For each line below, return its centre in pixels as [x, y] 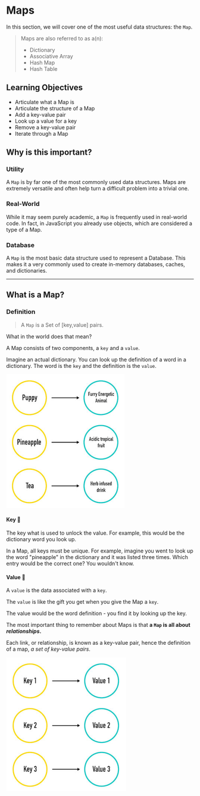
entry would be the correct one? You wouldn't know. [70, 563]
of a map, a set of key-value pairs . [49, 649]
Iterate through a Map [41, 133]
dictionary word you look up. [41, 539]
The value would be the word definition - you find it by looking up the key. [97, 613]
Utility [15, 169]
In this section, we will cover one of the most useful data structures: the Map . [99, 27]
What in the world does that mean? [49, 336]
